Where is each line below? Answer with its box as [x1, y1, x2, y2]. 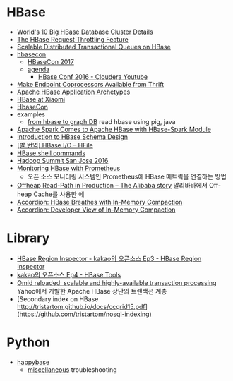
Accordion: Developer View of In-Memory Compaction [16, 205, 176, 214]
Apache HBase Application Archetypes [16, 87, 131, 96]
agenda [27, 65, 50, 73]
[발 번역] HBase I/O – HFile [16, 140, 93, 149]
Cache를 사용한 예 [33, 190, 85, 198]
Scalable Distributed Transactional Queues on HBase [16, 42, 171, 51]
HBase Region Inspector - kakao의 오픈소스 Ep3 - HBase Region [16, 254, 202, 262]
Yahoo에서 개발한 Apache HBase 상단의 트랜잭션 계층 [16, 286, 167, 295]
